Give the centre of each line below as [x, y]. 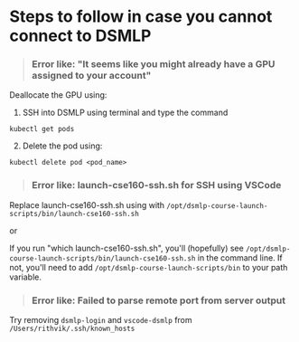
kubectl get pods [42, 129]
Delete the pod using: [62, 146]
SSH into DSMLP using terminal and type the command [125, 113]
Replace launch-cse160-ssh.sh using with [87, 204]
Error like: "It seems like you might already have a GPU [153, 64]
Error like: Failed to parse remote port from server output [159, 300]
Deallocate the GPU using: [58, 95]
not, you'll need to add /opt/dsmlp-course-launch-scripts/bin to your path [149, 267]
